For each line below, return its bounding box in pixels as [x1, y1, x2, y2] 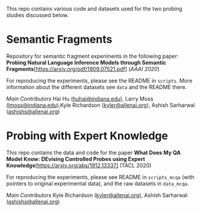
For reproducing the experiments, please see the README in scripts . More [6, 77, 193, 84]
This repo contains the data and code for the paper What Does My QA [6, 149, 181, 156]
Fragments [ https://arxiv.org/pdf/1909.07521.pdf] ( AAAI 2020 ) [6, 65, 159, 72]
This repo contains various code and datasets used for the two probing [6, 5, 182, 12]
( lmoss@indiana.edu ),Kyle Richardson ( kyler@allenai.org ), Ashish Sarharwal [6, 101, 196, 109]
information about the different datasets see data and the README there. [6, 83, 187, 90]
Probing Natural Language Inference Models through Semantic [6, 58, 167, 66]
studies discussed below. [6, 11, 69, 19]
